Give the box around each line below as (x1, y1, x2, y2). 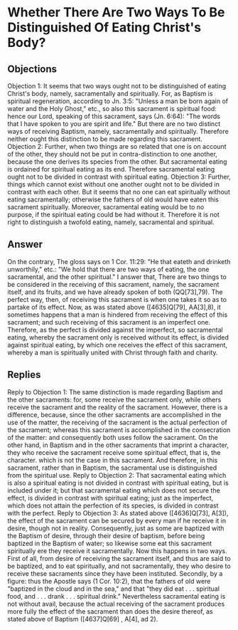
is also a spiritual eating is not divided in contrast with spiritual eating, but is (7, 478, 229, 487)
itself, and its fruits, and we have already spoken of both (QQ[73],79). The (7, 288, 223, 296)
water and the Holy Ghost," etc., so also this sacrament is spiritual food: (7, 105, 217, 112)
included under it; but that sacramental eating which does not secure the (7, 485, 220, 495)
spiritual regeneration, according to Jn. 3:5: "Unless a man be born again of (7, 97, 229, 105)
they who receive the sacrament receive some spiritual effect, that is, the (7, 448, 221, 456)
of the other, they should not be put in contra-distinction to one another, (7, 150, 218, 158)
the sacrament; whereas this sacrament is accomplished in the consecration (7, 425, 231, 434)
